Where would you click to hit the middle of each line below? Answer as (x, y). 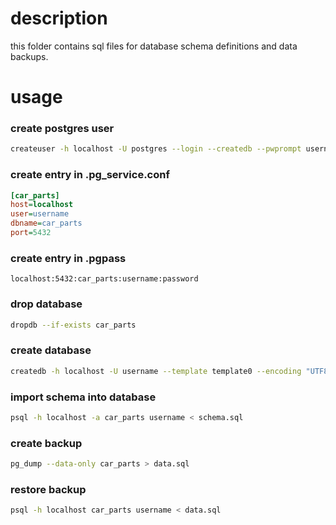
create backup (46, 443)
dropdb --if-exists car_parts (73, 325)
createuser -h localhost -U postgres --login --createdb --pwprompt (156, 149)
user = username (40, 214)
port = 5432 (31, 233)
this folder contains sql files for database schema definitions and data (154, 46)
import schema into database (83, 397)
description (59, 18)
